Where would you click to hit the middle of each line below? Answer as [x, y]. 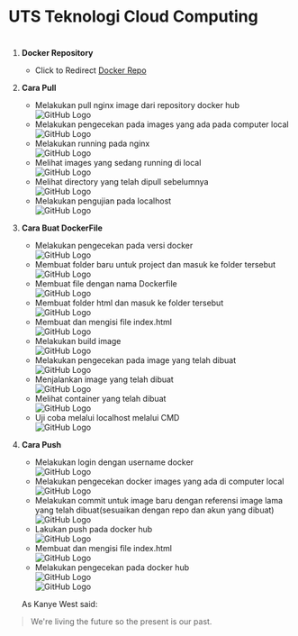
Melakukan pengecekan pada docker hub [112, 568]
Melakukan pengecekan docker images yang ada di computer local [159, 482]
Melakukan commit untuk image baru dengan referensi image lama [159, 501]
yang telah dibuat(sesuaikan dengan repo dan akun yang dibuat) [154, 510]
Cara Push [41, 445]
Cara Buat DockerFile [62, 228]
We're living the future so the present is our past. [121, 622]
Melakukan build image [78, 341]
